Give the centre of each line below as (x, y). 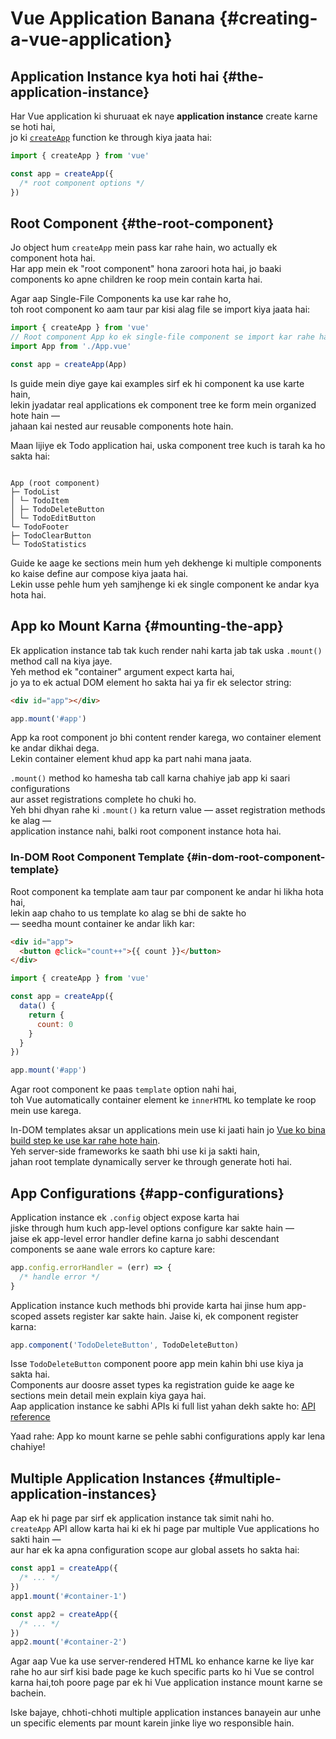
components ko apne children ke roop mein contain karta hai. (136, 279)
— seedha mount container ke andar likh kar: (103, 923)
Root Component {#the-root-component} (142, 223)
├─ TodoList (35, 492)
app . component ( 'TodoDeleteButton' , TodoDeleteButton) (125, 1345)
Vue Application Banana (113, 18)
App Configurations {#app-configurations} (147, 1193)
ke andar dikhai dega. (55, 748)
